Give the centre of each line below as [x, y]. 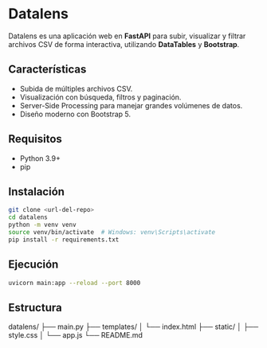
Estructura [35, 307]
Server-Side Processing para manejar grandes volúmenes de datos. [131, 105]
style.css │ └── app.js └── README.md [76, 335]
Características [47, 70]
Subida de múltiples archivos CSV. [76, 88]
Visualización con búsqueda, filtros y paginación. [100, 97]
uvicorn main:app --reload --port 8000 [75, 283]
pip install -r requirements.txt [64, 240]
